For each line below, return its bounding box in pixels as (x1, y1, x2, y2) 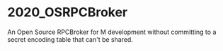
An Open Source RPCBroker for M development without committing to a (7, 28, 217, 36)
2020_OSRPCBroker (7, 4, 128, 21)
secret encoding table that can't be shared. (7, 35, 133, 43)
